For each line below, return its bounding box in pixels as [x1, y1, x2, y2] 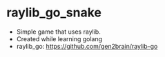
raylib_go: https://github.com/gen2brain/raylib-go [16, 42, 158, 50]
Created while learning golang [16, 34, 103, 43]
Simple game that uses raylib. [16, 27, 101, 36]
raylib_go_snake [6, 5, 101, 21]
